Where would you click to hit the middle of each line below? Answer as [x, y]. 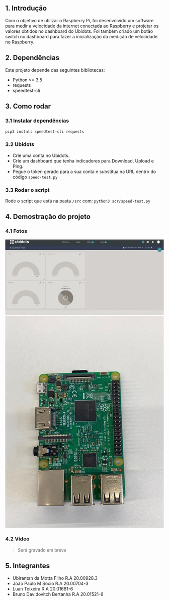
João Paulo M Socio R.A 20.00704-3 [51, 583]
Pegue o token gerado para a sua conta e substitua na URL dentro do [84, 172]
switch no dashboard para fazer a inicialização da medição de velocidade [81, 36]
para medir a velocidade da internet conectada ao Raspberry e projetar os [82, 26]
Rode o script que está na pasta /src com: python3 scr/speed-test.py [78, 201]
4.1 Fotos [16, 231]
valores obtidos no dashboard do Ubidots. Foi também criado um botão [79, 31]
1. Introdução [26, 8]
